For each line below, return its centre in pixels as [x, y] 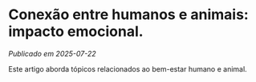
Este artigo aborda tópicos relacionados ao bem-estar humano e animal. [128, 68]
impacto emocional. [76, 31]
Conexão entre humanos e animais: [128, 15]
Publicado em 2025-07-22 [52, 53]
